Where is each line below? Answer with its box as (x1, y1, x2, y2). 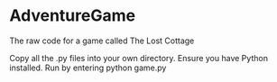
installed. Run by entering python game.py (9, 62, 167, 73)
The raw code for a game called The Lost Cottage (9, 35, 195, 46)
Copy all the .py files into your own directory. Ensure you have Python (9, 52, 269, 63)
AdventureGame (9, 5, 136, 26)
